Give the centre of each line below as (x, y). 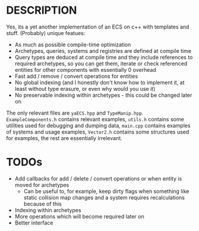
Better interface (34, 223)
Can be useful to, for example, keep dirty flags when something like (106, 191)
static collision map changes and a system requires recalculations (104, 197)
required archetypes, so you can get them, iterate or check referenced (101, 64)
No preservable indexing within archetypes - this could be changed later (103, 95)
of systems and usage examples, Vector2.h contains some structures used (98, 132)
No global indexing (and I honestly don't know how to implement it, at (100, 82)
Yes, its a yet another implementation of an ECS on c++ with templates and (98, 27)
